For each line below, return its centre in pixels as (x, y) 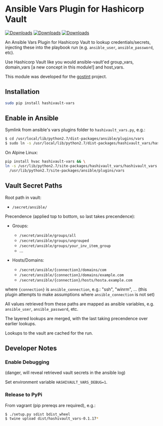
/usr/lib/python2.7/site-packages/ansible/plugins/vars (67, 170)
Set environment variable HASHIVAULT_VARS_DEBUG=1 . (56, 382)
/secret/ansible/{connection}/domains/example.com (72, 275)
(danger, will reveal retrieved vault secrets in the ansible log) (65, 373)
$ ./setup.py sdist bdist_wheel (38, 414)
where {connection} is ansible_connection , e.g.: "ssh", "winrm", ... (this (76, 289)
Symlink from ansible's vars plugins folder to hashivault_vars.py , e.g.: (75, 130)
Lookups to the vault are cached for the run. (49, 333)
